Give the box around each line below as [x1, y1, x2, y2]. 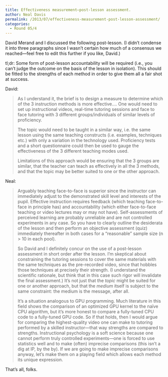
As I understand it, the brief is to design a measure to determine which [17, 96, 163, 102]
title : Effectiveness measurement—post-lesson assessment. [5, 7, 131, 13]
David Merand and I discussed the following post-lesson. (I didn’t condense [5, 40, 161, 46]
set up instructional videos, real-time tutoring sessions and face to [17, 106, 155, 112]
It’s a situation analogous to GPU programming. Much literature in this [17, 298, 161, 304]
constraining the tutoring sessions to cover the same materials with [17, 257, 156, 263]
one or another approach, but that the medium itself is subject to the [17, 283, 159, 289]
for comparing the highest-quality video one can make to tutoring [17, 319, 153, 325]
